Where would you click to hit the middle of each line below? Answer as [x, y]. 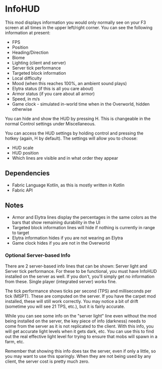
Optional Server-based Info [38, 255]
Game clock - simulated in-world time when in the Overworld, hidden [81, 104]
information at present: [28, 33]
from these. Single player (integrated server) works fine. [61, 281]
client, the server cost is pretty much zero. [47, 361]
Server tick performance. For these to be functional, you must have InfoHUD [81, 271]
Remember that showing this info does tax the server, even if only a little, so [81, 351]
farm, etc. [15, 341]
